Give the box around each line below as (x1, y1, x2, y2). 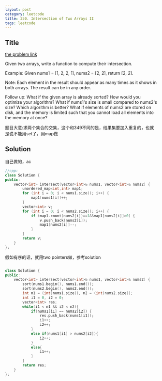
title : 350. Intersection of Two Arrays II (5, 16, 94, 21)
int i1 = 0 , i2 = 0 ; (22, 295, 64, 300)
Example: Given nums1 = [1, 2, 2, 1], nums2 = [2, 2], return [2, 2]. (5, 70, 133, 76)
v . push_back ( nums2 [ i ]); (39, 218, 88, 223)
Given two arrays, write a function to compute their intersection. (5, 61, 133, 67)
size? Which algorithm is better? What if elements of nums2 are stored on (5, 105, 151, 111)
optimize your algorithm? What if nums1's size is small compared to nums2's (5, 99, 157, 105)
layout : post (5, 7, 31, 12)
